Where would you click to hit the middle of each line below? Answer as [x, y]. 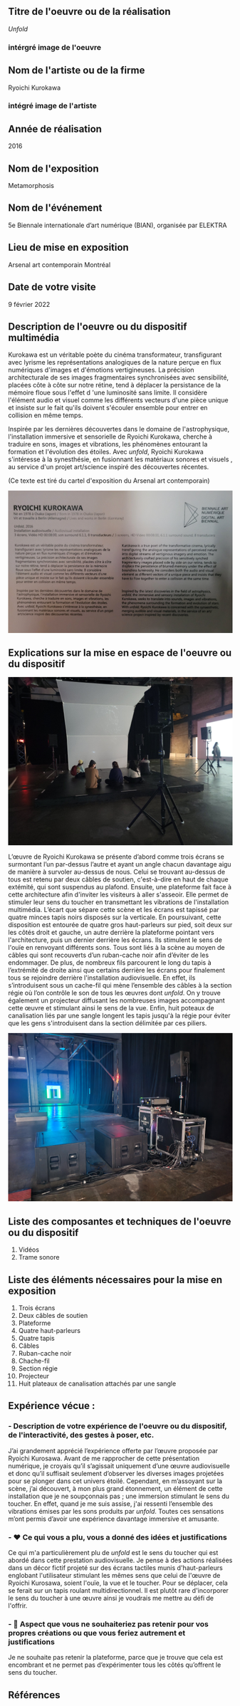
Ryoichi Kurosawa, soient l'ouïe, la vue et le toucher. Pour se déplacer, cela [118, 1583]
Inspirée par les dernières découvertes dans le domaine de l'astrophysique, [119, 429]
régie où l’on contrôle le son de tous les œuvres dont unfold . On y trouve [115, 993]
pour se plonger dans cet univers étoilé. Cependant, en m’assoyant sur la [115, 1481]
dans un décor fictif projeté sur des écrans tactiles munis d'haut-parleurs [115, 1568]
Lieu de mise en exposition [68, 247]
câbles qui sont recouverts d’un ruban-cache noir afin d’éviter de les [109, 955]
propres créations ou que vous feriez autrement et [97, 1633]
